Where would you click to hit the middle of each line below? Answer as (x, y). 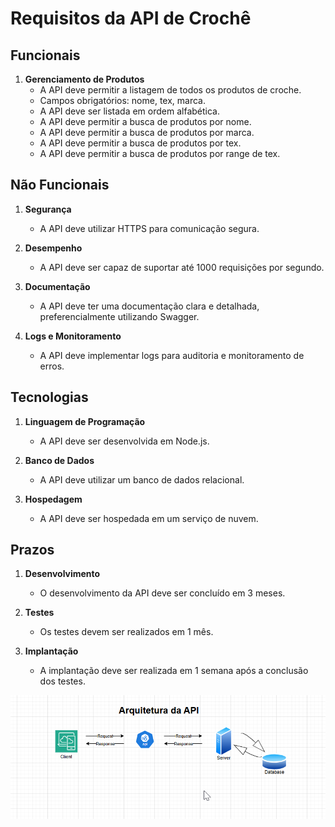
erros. (52, 366)
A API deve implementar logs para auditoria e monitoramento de (172, 355)
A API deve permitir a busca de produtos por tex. (140, 143)
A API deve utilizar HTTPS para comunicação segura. (149, 228)
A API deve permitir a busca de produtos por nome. (145, 121)
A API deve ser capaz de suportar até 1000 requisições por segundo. (182, 267)
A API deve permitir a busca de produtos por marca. (147, 132)
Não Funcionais (60, 185)
